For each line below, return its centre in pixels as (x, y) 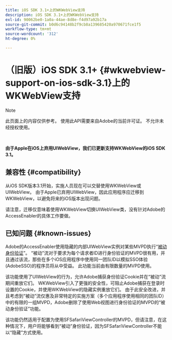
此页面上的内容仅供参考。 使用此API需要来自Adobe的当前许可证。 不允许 (82, 121)
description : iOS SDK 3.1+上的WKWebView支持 (52, 15)
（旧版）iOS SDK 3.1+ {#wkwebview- (85, 70)
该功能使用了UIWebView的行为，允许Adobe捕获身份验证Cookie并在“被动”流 (85, 277)
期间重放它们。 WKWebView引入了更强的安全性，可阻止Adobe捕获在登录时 (85, 283)
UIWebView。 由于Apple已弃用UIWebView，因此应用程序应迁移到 (75, 192)
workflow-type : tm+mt (28, 29)
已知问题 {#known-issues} (48, 234)
